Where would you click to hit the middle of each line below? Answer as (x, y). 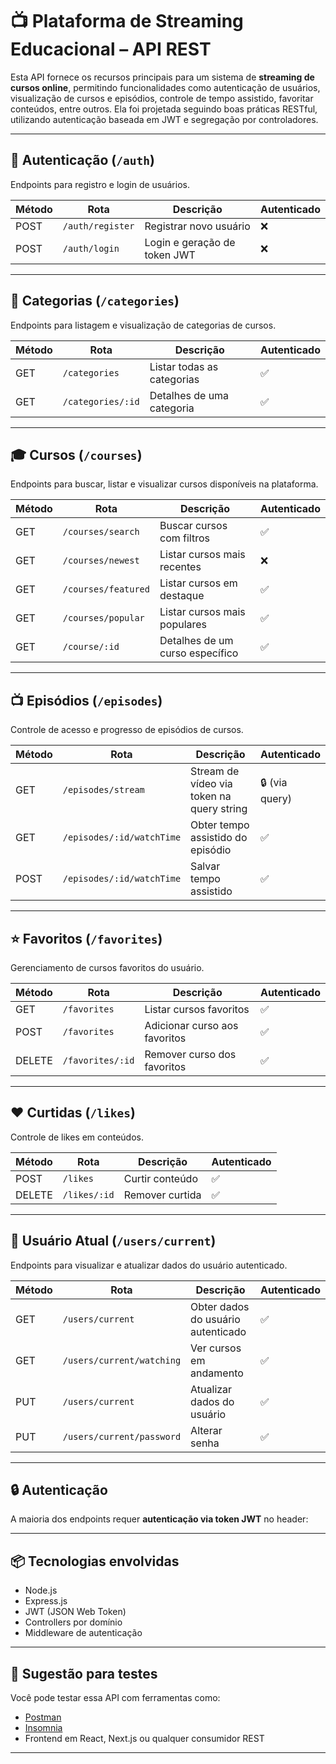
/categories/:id (101, 401)
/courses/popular (103, 618)
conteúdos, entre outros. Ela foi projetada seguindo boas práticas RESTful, (164, 109)
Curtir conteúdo (160, 1178)
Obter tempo (220, 825)
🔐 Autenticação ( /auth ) (82, 160)
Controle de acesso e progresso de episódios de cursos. (127, 730)
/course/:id (91, 647)
